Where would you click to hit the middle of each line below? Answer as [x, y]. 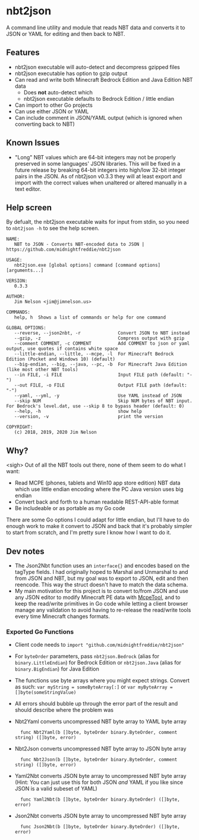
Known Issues [33, 143]
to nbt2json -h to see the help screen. [53, 228]
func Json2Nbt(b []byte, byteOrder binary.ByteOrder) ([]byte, [100, 827]
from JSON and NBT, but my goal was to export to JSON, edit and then [101, 578]
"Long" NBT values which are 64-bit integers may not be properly [95, 157]
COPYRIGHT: [20, 427]
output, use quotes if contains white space [62, 349]
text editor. [28, 189]
